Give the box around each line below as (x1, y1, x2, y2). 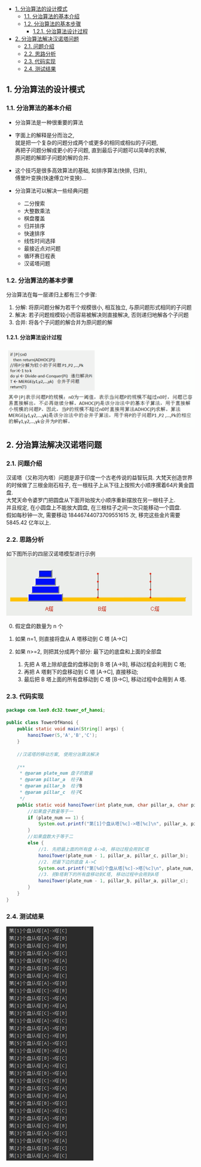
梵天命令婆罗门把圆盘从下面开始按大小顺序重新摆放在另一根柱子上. (11, 497, 176, 504)
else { (28, 840, 44, 846)
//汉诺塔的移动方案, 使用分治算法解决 (17, 751, 99, 757)
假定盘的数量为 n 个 (14, 623, 63, 630)
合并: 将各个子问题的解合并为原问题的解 (14, 319, 112, 326)
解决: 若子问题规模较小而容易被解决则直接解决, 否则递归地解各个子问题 (14, 311, 189, 318)
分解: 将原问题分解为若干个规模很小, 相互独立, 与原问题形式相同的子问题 (14, 304, 192, 311)
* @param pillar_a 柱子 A (19, 776, 83, 783)
